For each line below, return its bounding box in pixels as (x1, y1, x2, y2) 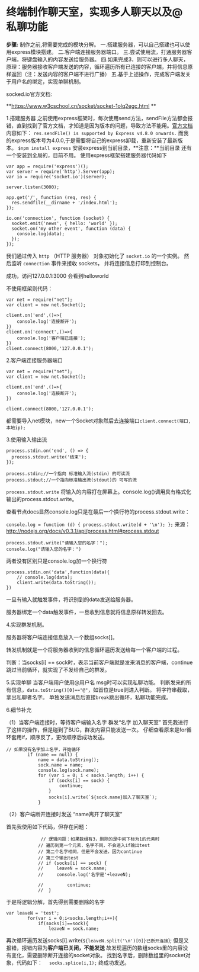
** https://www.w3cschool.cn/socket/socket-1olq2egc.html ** (6, 102, 157, 110)
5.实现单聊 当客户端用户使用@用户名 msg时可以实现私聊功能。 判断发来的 (6, 679, 187, 686)
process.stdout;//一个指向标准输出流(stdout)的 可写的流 (6, 477, 137, 483)
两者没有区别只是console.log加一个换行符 (6, 557, 108, 564)
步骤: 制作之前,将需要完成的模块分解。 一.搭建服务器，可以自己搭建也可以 (6, 41, 185, 48)
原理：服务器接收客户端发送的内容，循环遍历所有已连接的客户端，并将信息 (6, 63, 188, 70)
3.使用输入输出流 (6, 436, 47, 443)
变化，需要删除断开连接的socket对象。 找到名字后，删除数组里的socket (11, 951, 185, 958)
